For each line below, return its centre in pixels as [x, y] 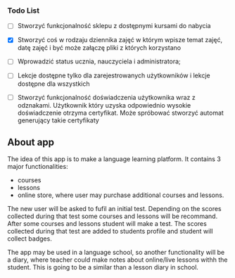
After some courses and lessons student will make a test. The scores [107, 224]
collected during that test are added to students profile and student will [110, 232]
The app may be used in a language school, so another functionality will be [116, 253]
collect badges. [30, 239]
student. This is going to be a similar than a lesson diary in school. [103, 267]
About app [31, 142]
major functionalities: [38, 167]
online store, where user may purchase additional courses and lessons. [121, 195]
